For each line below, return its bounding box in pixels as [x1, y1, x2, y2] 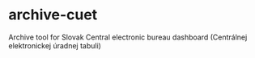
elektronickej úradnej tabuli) [8, 40, 101, 50]
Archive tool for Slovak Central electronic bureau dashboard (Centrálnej [8, 32, 248, 42]
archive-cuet [8, 6, 98, 24]
